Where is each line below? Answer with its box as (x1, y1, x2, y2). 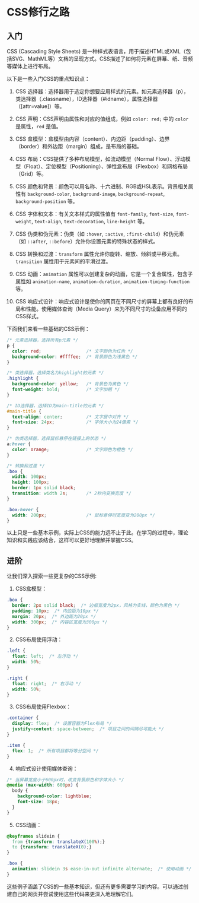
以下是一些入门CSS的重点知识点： (7, 75, 91, 82)
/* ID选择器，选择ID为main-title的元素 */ (7, 403, 104, 408)
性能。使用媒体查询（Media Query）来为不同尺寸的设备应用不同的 (25, 305, 187, 312)
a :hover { (7, 441, 31, 447)
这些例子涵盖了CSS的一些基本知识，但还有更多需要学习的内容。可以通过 (7, 883, 184, 890)
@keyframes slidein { (7, 833, 60, 839)
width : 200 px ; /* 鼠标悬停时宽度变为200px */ (12, 512, 156, 518)
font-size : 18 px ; (17, 799, 60, 805)
